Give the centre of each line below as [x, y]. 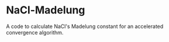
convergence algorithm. [35, 32]
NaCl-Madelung [46, 10]
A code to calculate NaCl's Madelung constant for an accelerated [85, 26]
